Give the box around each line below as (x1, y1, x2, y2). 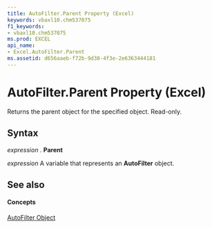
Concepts (7, 198, 36, 207)
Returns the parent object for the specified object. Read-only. (7, 107, 182, 116)
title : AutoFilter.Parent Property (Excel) (7, 10, 135, 17)
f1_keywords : (7, 23, 45, 30)
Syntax (7, 127, 39, 139)
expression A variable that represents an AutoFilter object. (7, 159, 175, 167)
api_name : (7, 42, 36, 49)
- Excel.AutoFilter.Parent (7, 49, 85, 56)
